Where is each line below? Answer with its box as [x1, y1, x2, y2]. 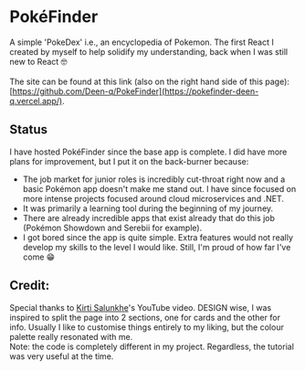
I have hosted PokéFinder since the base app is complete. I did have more [9, 146, 288, 157]
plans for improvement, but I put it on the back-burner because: [9, 155, 249, 166]
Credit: [9, 278, 50, 293]
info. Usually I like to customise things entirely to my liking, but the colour [9, 322, 285, 333]
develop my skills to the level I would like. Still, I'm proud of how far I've [22, 241, 291, 252]
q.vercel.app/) [9, 95, 63, 106]
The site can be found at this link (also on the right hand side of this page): [9, 76, 290, 87]
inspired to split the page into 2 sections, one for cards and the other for [9, 312, 281, 323]
